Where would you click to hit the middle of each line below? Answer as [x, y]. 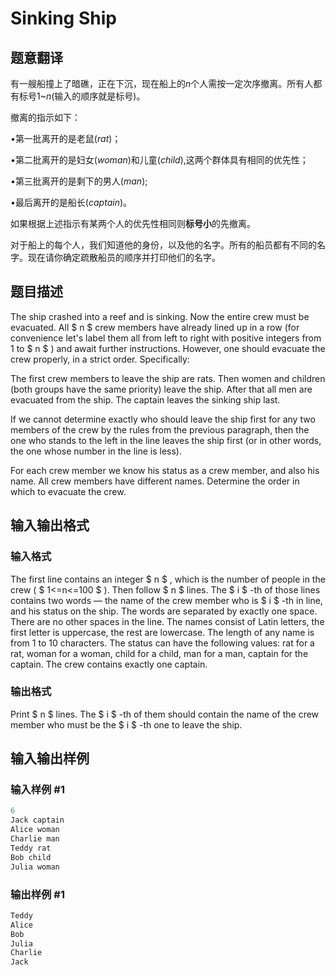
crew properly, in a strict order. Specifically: [100, 359]
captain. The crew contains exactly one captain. [109, 664]
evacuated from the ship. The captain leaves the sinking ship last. [145, 399]
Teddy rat [31, 848]
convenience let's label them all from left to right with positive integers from [166, 338]
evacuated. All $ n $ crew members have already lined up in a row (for [155, 327]
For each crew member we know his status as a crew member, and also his [165, 470]
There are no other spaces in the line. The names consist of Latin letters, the [167, 621]
